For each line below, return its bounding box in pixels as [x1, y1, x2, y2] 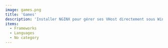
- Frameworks [9, 26, 37, 31]
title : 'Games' [5, 12, 37, 17]
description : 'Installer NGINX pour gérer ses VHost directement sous [5, 16, 155, 21]
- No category [9, 35, 39, 40]
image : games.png [5, 7, 41, 12]
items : [5, 21, 19, 26]
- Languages [9, 30, 35, 35]
